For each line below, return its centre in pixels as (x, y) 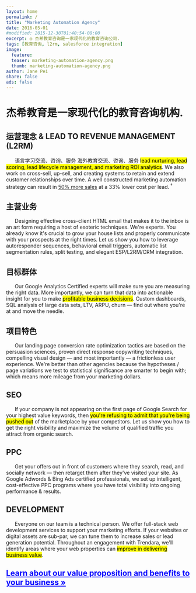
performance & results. (34, 491)
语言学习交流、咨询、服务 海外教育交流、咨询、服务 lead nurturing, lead (101, 161)
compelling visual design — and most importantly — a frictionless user (91, 358)
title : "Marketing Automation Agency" (53, 22)
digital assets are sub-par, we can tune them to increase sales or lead (90, 536)
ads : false (19, 82)
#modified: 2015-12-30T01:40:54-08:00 (53, 33)
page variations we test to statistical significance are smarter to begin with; (96, 370)
